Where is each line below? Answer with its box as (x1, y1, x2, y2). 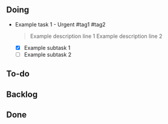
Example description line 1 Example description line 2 (30, 33, 163, 40)
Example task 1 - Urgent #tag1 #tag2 (15, 20, 106, 28)
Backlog (6, 89, 38, 99)
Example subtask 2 (24, 51, 72, 58)
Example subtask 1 (24, 44, 71, 51)
